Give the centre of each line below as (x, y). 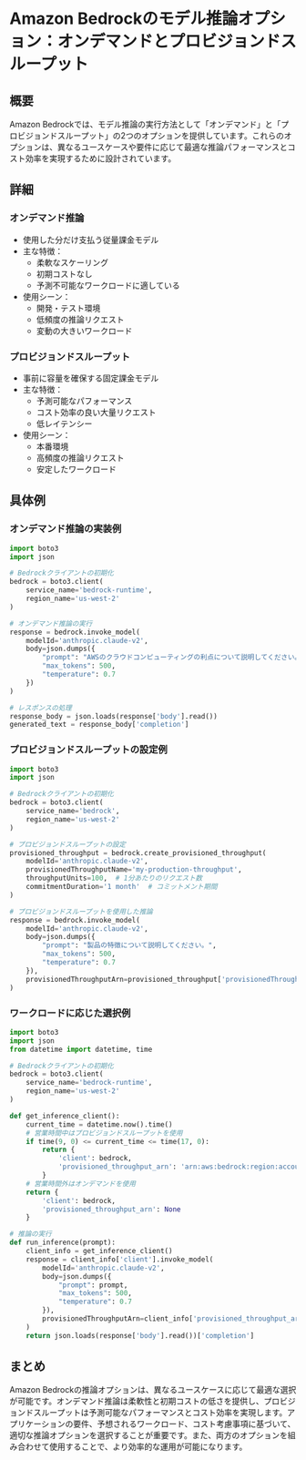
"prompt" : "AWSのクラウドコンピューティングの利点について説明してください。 (172, 658)
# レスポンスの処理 (41, 708)
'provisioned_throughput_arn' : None (112, 1209)
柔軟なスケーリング (72, 262)
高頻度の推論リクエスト (80, 457)
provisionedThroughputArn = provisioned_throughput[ (124, 979)
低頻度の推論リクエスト (80, 319)
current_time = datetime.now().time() (99, 1124)
